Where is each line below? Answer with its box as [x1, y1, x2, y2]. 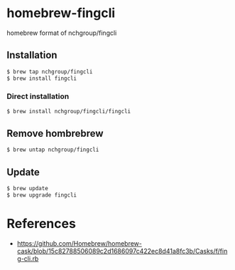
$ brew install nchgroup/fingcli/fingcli [6, 108, 131, 115]
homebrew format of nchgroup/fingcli [6, 28, 117, 37]
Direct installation [6, 91, 70, 101]
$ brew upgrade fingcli [6, 192, 77, 199]
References [6, 216, 76, 232]
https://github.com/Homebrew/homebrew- [16, 239, 143, 247]
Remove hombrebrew [6, 128, 104, 140]
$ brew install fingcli [6, 75, 77, 82]
